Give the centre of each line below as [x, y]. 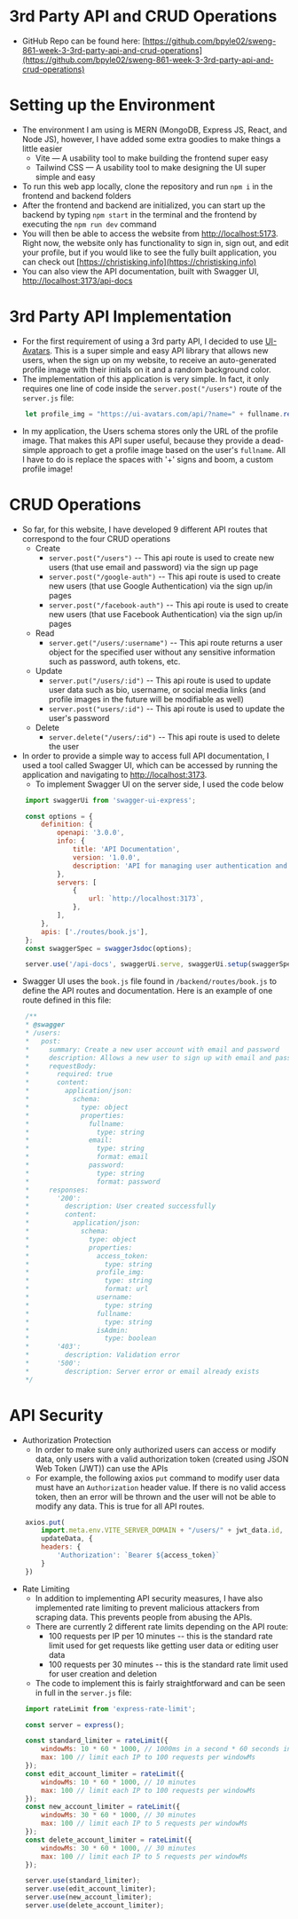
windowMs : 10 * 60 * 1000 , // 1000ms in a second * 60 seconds [160, 1749]
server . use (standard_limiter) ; [83, 1881]
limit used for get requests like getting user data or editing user [164, 1645]
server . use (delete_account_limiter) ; [95, 1906]
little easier [42, 148]
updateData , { [67, 1539]
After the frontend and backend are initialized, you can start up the [144, 205]
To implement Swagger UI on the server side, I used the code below [159, 784]
